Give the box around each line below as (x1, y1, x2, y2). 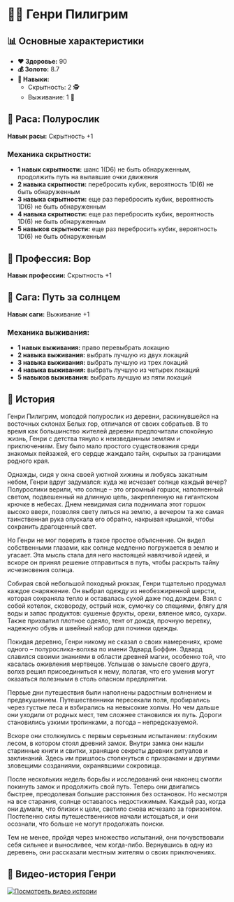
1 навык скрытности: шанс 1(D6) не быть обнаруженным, (17, 165, 191, 174)
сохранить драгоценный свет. (7, 522, 96, 531)
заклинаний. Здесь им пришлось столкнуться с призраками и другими (7, 754, 220, 762)
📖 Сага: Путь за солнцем (7, 291, 121, 303)
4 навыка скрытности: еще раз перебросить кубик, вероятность (17, 210, 214, 218)
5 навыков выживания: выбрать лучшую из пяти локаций (17, 373, 192, 382)
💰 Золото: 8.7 (17, 65, 60, 73)
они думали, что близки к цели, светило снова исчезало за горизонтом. (7, 805, 223, 813)
